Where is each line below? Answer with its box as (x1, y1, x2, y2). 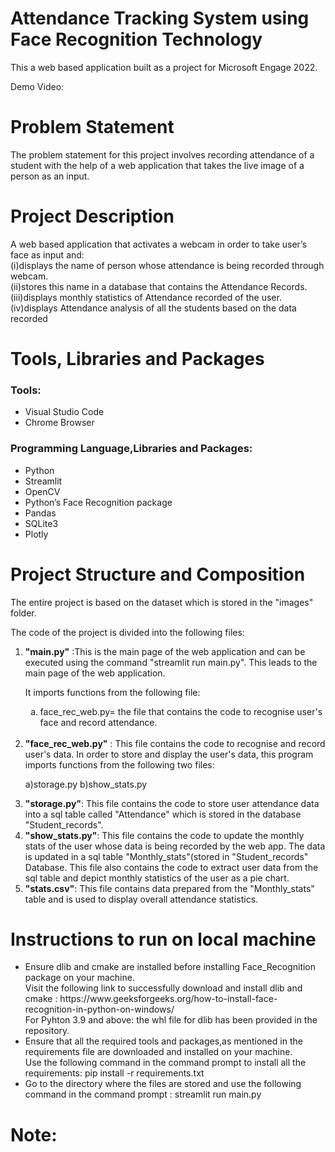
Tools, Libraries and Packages (10, 348, 265, 370)
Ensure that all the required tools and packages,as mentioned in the (24, 1035, 303, 1047)
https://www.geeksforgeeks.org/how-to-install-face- (59, 993, 278, 1005)
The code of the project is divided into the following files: (10, 626, 245, 638)
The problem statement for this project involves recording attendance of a (10, 148, 315, 161)
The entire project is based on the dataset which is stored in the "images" (10, 596, 314, 608)
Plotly (24, 528, 49, 540)
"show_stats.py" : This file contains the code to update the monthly (24, 829, 305, 841)
